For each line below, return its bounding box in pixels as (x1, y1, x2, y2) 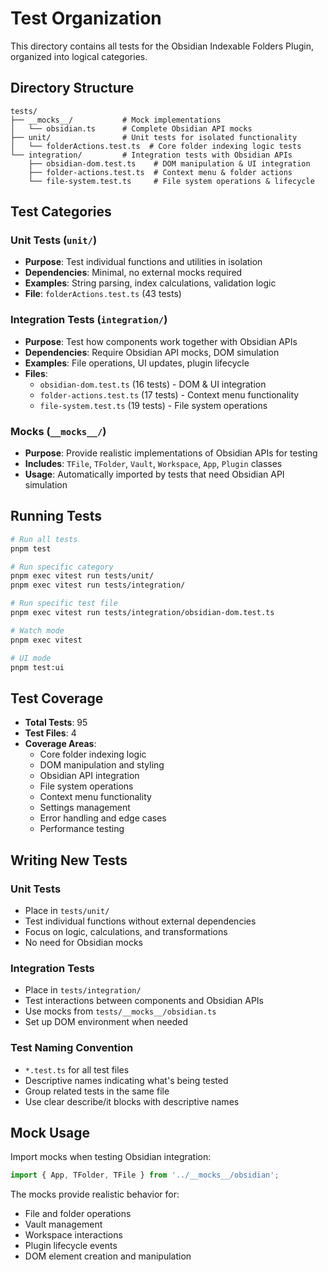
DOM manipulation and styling (39, 759, 165, 771)
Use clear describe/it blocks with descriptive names (24, 1095, 240, 1107)
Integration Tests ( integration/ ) (10, 313, 168, 327)
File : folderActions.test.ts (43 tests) (24, 288, 182, 300)
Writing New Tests (10, 852, 128, 869)
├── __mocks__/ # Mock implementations (10, 115, 222, 125)
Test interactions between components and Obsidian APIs (24, 995, 265, 1007)
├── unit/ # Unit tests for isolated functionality (10, 132, 298, 142)
